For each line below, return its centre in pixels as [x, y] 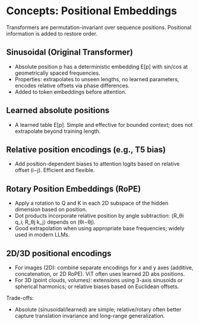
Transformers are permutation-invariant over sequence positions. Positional [99, 27]
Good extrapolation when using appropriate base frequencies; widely [99, 228]
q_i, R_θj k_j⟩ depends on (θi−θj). [55, 222]
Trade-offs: [20, 298]
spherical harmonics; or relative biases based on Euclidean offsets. [97, 286]
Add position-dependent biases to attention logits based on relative [97, 164]
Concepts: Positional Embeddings [91, 11]
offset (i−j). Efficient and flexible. [55, 170]
